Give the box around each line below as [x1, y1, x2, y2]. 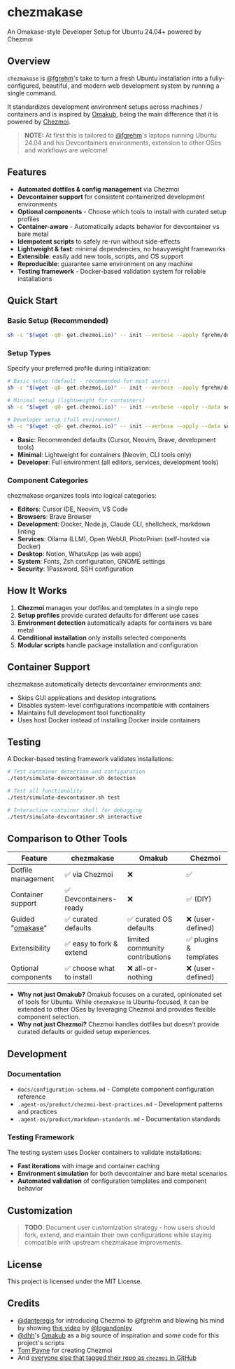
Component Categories [7, 475, 89, 485]
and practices [17, 1107, 57, 1116]
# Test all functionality [7, 788, 83, 795]
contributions [127, 952, 171, 962]
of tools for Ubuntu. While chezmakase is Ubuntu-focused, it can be [17, 998, 208, 1006]
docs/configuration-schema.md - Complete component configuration [17, 1085, 215, 1094]
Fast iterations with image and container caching [17, 1162, 160, 1170]
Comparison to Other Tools [7, 833, 128, 845]
